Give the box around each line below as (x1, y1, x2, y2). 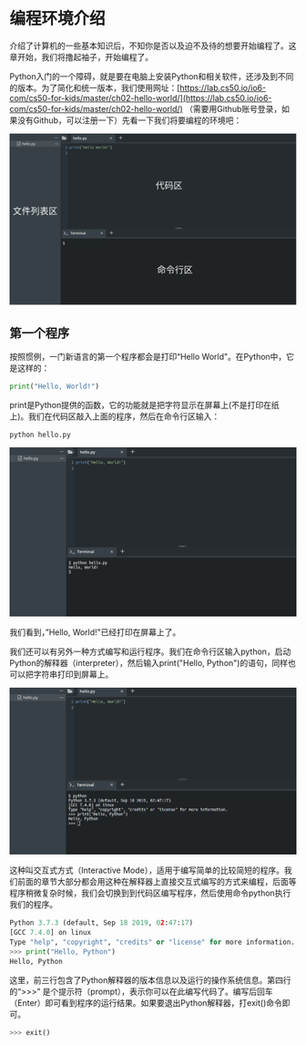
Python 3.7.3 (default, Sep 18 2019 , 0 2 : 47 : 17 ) (9, 918, 194, 927)
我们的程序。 (9, 899, 57, 910)
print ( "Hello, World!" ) (9, 382, 100, 391)
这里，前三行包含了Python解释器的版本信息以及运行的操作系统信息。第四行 (9, 974, 291, 985)
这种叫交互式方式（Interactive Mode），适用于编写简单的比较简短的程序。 (9, 865, 285, 876)
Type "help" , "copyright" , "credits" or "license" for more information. (9, 937, 296, 947)
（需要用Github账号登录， (185, 103, 282, 114)
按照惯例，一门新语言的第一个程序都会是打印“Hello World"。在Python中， (9, 351, 287, 362)
